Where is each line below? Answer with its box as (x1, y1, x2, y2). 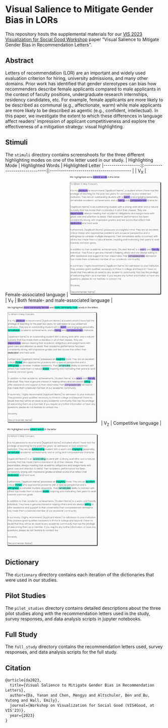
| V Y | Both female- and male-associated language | (5, 297, 113, 304)
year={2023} (10, 713, 35, 718)
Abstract (5, 57, 34, 65)
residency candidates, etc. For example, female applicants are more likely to (5, 96, 163, 103)
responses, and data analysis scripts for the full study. (5, 649, 118, 655)
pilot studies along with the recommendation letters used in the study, (5, 610, 150, 616)
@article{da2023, (5, 678, 42, 683)
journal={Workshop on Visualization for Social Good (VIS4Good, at (10, 703, 155, 708)
